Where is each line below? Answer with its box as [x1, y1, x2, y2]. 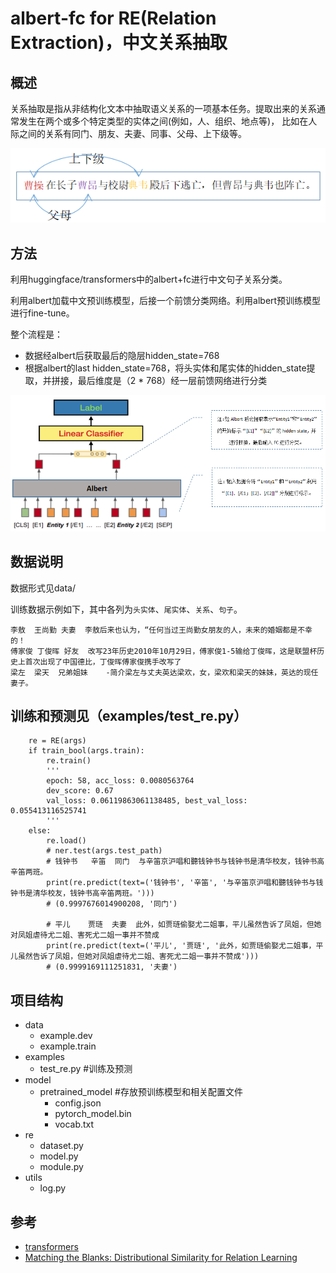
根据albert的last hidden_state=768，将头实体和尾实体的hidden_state [24, 362, 307, 374]
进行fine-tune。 [10, 307, 75, 319]
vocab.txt [54, 1118, 95, 1131]
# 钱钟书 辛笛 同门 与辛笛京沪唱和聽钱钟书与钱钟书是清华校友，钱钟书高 [46, 857, 325, 867]
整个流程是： [10, 328, 63, 340]
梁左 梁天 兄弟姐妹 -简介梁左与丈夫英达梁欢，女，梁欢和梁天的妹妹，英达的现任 [10, 667, 319, 677]
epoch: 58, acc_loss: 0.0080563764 [46, 776, 195, 786]
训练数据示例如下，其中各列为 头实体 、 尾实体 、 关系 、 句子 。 [10, 603, 243, 615]
